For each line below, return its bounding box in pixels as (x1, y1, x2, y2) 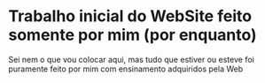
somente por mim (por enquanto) (8, 25, 258, 45)
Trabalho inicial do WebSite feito (8, 6, 253, 26)
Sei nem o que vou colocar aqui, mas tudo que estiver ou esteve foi (8, 54, 254, 64)
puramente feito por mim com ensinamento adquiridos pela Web (8, 64, 244, 74)
